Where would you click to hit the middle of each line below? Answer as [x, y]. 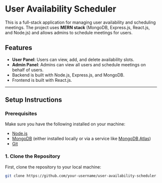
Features [19, 48]
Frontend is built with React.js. [42, 80]
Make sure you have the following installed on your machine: [65, 124]
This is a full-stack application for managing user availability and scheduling [80, 22]
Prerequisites [21, 114]
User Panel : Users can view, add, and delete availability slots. [73, 60]
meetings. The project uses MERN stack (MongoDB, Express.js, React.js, [78, 27]
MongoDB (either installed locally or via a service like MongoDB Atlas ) [81, 138]
